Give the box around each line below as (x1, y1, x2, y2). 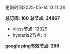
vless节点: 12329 (12, 26, 48, 32)
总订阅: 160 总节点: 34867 (5, 15, 60, 21)
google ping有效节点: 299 (5, 43, 59, 49)
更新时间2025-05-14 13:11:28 (5, 5, 65, 10)
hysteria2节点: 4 (12, 32, 46, 38)
